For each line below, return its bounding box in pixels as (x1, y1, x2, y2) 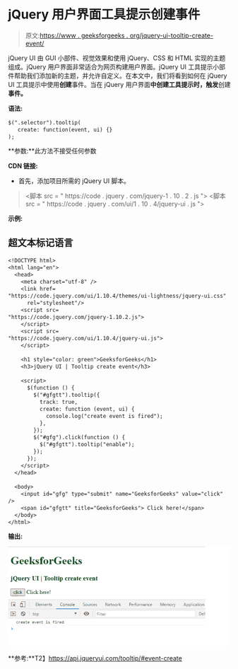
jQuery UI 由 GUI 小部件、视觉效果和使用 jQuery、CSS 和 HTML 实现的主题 (8, 54, 226, 62)
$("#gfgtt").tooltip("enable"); (39, 441, 135, 448)
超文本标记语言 (8, 237, 73, 249)
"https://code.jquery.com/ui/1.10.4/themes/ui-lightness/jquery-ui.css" (8, 292, 227, 299)
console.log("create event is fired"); (45, 412, 163, 419)
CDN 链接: (8, 161, 38, 170)
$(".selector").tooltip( (8, 119, 81, 126)
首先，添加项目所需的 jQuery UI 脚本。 (18, 176, 130, 185)
